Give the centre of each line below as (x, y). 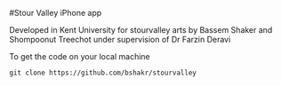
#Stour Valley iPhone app (56, 13)
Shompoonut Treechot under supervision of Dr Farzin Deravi (120, 39)
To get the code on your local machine (80, 56)
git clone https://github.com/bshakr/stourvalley (103, 73)
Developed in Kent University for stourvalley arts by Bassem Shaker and (141, 30)
